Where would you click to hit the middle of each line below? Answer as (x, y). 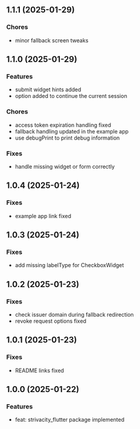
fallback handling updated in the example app (72, 131)
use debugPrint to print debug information (67, 138)
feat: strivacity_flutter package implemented (70, 420)
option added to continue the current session (71, 96)
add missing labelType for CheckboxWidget (69, 265)
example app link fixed (43, 216)
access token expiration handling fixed (63, 125)
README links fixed (40, 370)
